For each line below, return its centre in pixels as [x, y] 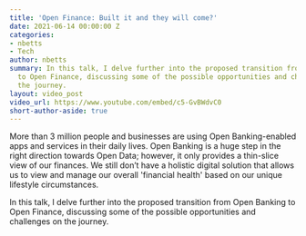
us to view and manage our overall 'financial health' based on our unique [146, 175]
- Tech [22, 52]
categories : [32, 34]
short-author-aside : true [58, 111]
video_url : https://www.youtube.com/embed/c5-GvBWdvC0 [116, 102]
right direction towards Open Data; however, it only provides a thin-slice [144, 156]
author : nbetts [38, 60]
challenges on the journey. [59, 221]
